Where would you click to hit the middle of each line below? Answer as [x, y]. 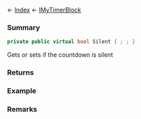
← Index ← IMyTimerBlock [44, 10]
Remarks [22, 109]
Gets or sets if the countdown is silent [60, 55]
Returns [20, 72]
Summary [24, 27]
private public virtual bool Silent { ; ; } [71, 42]
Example [22, 91]
